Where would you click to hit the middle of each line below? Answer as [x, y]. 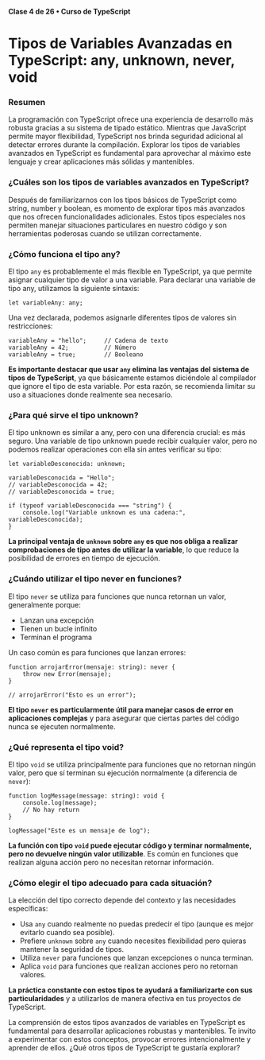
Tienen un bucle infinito [58, 628]
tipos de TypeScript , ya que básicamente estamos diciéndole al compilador [132, 378]
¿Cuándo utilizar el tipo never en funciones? [95, 579]
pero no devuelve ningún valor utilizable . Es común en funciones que [123, 853]
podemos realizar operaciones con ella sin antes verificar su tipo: [115, 449]
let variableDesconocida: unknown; [67, 464]
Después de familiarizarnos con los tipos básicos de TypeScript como [123, 200]
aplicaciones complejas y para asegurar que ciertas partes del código [124, 718]
